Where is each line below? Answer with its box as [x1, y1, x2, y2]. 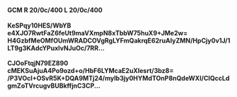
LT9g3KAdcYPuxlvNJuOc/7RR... [7, 44, 105, 52]
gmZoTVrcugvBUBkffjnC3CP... [7, 81, 101, 90]
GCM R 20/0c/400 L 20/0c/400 [7, 6, 103, 14]
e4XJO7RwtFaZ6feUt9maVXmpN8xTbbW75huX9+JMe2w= [7, 29, 188, 38]
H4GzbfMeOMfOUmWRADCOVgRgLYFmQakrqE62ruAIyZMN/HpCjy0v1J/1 [7, 36, 231, 45]
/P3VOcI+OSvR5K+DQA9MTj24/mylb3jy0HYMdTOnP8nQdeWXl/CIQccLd [7, 74, 230, 83]
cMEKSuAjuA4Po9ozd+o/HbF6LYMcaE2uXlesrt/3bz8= [7, 67, 174, 75]
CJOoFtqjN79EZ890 [7, 59, 69, 67]
